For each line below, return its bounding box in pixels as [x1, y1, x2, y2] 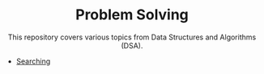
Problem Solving [75, 6, 189, 24]
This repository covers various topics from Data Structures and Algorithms [7, 32, 257, 42]
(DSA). [121, 40, 143, 50]
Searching [15, 56, 51, 66]
